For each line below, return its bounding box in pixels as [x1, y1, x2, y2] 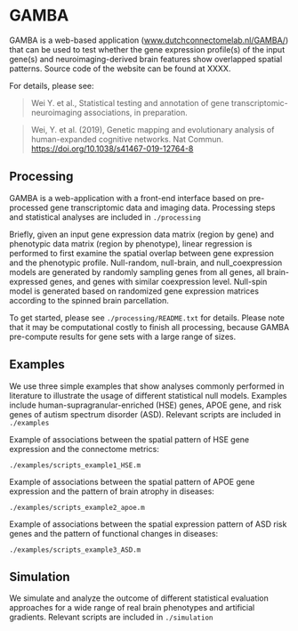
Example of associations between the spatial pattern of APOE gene [9, 476, 255, 487]
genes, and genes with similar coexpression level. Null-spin [49, 276, 268, 287]
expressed [9, 276, 48, 287]
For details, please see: [9, 80, 95, 91]
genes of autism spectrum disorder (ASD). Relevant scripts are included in [9, 409, 282, 419]
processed [9, 202, 49, 213]
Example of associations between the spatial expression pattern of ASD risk [9, 518, 287, 530]
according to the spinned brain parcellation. [9, 295, 169, 305]
